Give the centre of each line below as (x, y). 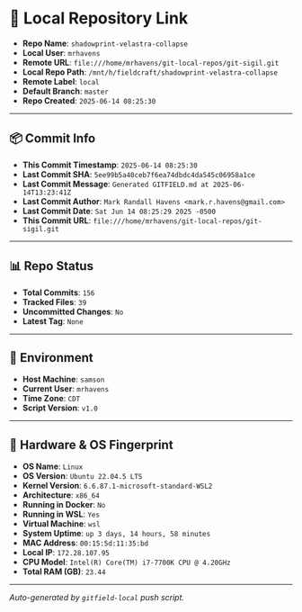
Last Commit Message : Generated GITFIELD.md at (115, 184)
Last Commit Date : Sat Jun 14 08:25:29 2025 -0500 (119, 211)
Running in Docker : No (64, 505)
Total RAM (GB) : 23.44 (64, 571)
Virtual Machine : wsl (61, 524)
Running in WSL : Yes (61, 514)
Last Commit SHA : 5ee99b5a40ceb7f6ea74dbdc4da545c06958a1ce (139, 174)
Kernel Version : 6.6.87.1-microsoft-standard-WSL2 (117, 486)
